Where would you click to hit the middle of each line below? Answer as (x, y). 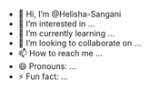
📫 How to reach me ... (60, 53)
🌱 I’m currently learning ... (66, 33)
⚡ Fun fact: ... (43, 76)
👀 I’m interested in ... (56, 24)
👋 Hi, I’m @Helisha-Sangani (70, 14)
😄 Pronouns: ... (47, 66)
